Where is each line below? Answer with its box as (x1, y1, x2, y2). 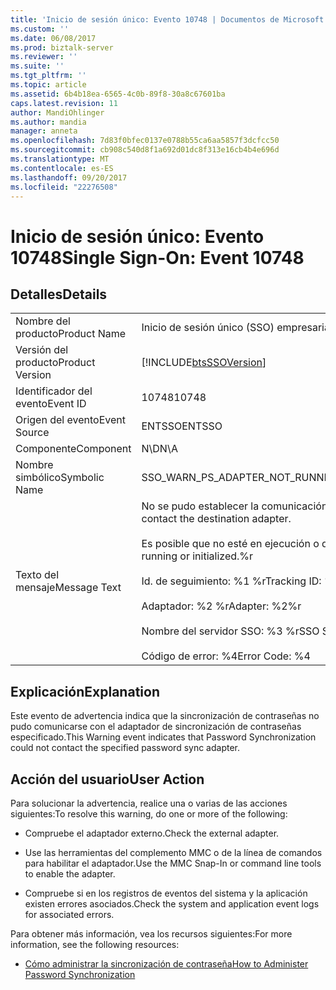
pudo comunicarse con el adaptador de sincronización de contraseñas (10, 721, 302, 733)
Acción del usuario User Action (10, 771, 205, 788)
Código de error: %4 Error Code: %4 (141, 649, 311, 663)
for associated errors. (24, 909, 115, 920)
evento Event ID (15, 397, 87, 411)
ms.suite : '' (10, 61, 65, 71)
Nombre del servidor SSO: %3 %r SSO (141, 624, 320, 638)
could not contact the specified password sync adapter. (10, 742, 241, 754)
